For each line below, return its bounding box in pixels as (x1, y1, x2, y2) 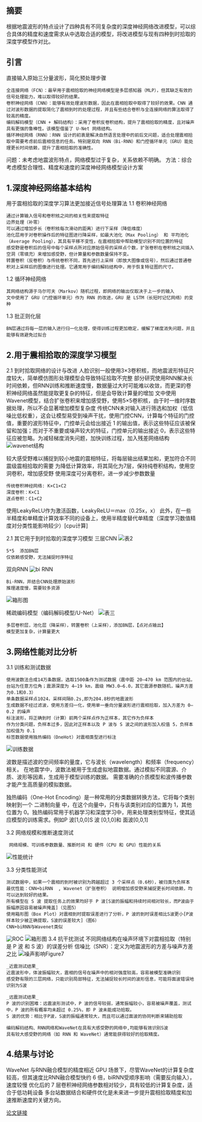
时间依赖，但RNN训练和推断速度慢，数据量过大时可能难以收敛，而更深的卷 (6, 382, 192, 389)
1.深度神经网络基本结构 (6, 183, 92, 194)
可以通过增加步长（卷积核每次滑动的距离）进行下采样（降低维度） (6, 226, 145, 232)
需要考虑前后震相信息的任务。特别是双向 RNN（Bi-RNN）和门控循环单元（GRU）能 (14, 138, 189, 144)
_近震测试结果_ (6, 963, 39, 969)
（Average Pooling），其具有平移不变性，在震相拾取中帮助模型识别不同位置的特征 (6, 239, 183, 245)
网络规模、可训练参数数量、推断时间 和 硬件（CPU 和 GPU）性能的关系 (8, 842, 161, 849)
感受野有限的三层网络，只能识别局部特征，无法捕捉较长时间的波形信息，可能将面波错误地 (6, 976, 194, 983)
